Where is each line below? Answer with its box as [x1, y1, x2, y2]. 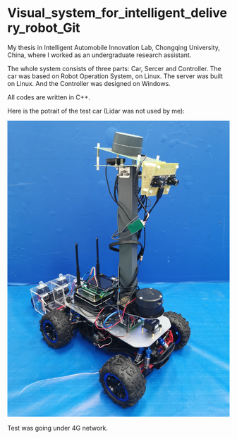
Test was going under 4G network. [7, 423, 108, 432]
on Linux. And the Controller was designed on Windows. [7, 79, 171, 87]
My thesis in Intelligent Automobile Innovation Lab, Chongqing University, [7, 43, 221, 51]
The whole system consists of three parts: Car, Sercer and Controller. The [7, 64, 221, 73]
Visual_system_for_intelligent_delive [7, 5, 228, 21]
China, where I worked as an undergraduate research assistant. [7, 51, 192, 59]
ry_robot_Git [7, 20, 80, 36]
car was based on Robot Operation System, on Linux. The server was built [7, 72, 224, 80]
